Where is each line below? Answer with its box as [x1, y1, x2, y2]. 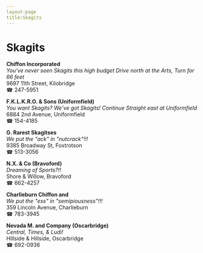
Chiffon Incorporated [6, 61, 61, 68]
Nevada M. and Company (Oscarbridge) [6, 222, 109, 229]
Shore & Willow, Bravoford [6, 173, 72, 180]
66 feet [6, 73, 24, 80]
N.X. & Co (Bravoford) [6, 160, 62, 167]
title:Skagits [6, 15, 42, 21]
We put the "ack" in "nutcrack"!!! [6, 136, 88, 143]
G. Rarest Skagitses [6, 129, 57, 136]
